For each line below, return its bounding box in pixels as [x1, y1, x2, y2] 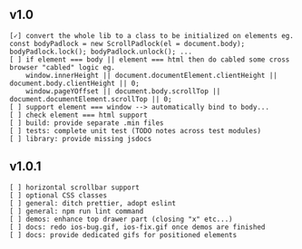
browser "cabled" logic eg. [9, 62, 116, 72]
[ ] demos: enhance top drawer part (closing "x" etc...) [9, 215, 233, 224]
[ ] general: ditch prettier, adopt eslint [9, 198, 177, 207]
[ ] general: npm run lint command [9, 206, 144, 215]
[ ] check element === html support [9, 110, 148, 120]
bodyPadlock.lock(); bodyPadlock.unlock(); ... [9, 47, 193, 56]
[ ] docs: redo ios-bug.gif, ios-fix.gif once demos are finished [9, 222, 266, 232]
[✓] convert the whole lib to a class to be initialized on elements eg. [9, 31, 295, 40]
